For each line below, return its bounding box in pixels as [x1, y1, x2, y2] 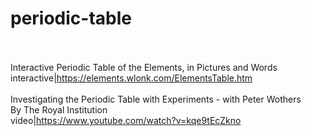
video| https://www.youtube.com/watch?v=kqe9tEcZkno [10, 114, 242, 126]
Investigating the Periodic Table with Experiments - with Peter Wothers [10, 93, 302, 105]
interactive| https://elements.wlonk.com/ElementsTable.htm [10, 72, 253, 84]
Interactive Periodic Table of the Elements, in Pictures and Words [10, 61, 278, 73]
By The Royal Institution [10, 103, 108, 116]
